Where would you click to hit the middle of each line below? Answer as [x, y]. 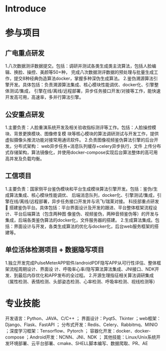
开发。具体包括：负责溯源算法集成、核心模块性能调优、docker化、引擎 [82, 85]
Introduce [26, 9]
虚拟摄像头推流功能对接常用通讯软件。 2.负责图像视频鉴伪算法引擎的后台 [80, 140]
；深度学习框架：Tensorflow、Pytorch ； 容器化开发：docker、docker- [78, 331]
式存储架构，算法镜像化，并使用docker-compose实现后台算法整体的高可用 [82, 152]
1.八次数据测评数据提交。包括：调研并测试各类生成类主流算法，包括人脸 [79, 66]
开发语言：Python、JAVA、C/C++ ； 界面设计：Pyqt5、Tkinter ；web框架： [83, 318]
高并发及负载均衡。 [25, 159]
